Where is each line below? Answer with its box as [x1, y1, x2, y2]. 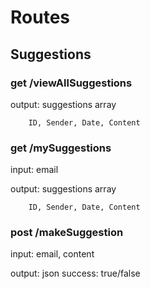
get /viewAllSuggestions [10, 76, 133, 90]
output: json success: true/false [10, 267, 141, 280]
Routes [10, 6, 70, 29]
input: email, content [10, 248, 95, 260]
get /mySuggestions [10, 141, 112, 155]
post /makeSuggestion [10, 226, 124, 240]
